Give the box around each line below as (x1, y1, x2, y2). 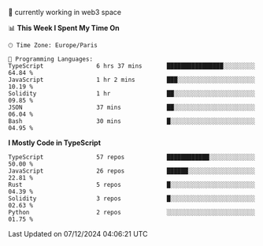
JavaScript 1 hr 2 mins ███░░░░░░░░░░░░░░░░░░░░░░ (8, 76, 256, 84)
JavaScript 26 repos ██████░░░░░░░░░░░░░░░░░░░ (8, 167, 256, 175)
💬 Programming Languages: (8, 55, 93, 63)
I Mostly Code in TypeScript (8, 138, 101, 147)
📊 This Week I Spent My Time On (8, 24, 120, 32)
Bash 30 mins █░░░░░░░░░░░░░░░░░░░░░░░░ (8, 117, 256, 125)
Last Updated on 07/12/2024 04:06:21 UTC (8, 229, 148, 238)
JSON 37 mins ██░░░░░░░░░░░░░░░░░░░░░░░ (8, 103, 256, 111)
